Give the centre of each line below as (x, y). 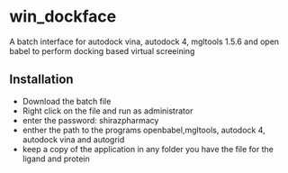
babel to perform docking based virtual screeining (102, 50)
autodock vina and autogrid (73, 139)
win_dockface (63, 17)
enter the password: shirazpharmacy (90, 120)
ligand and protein (56, 159)
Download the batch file (67, 101)
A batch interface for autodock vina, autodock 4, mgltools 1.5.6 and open (144, 41)
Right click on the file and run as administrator (108, 111)
